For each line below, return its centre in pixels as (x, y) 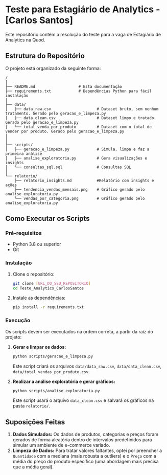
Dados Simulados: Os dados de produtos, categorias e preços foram (86, 434)
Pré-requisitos (23, 233)
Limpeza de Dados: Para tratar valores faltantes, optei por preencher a (87, 450)
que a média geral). (33, 467)
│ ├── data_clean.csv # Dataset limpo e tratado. (81, 118)
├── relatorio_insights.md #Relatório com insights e (84, 180)
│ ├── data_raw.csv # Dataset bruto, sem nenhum (82, 109)
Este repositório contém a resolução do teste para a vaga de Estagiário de (83, 34)
